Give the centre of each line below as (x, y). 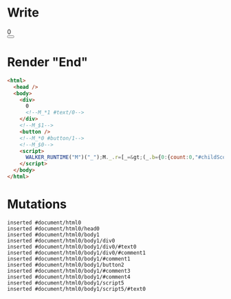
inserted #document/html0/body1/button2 (66, 265)
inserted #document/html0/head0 (53, 229)
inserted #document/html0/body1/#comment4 (69, 277)
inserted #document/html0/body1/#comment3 (69, 271)
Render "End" (47, 62)
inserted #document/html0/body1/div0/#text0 (72, 247)
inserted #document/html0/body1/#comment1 (69, 259)
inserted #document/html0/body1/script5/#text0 (77, 289)
